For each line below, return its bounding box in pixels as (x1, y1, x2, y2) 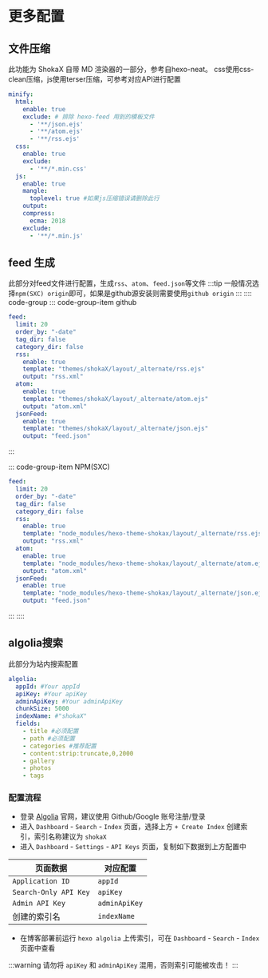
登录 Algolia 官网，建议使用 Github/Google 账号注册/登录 (19, 812, 206, 821)
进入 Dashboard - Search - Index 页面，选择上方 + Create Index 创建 (19, 822, 241, 832)
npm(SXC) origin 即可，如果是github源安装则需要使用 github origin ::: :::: (15, 289, 253, 299)
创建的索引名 (12, 912, 61, 923)
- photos (22, 764, 52, 772)
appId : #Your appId (15, 682, 81, 691)
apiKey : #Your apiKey (15, 690, 88, 698)
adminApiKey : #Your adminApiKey (15, 697, 124, 705)
